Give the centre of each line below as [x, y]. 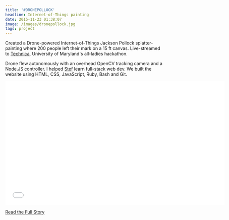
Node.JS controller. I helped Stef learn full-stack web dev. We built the [78, 69]
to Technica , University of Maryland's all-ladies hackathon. [66, 54]
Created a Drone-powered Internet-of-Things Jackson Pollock [70, 43]
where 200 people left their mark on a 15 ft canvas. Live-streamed [92, 48]
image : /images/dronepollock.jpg [40, 24]
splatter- [144, 43]
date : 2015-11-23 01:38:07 [34, 19]
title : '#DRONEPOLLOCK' [30, 10]
